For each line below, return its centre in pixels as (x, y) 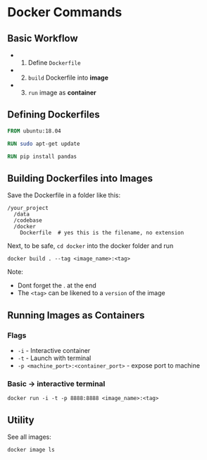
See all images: (29, 437)
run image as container (62, 93)
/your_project (28, 209)
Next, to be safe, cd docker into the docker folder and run (90, 246)
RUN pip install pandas (42, 156)
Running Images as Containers (76, 315)
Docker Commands (65, 12)
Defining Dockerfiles (54, 114)
